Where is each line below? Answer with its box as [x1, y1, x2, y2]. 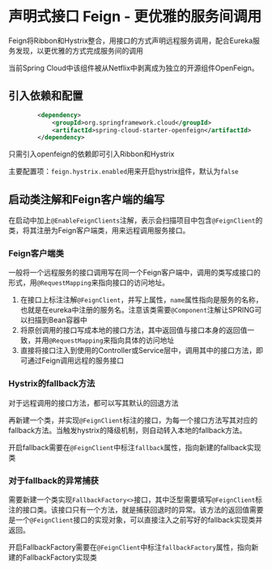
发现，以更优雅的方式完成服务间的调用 [15, 45, 143, 55]
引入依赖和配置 [8, 89, 83, 103]
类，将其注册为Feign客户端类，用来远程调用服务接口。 [8, 226, 190, 236]
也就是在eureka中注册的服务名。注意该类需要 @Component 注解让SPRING [19, 305, 255, 315]
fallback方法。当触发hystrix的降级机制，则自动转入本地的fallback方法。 [8, 425, 247, 435]
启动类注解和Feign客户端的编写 [8, 192, 165, 206]
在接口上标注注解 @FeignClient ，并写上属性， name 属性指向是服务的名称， [19, 295, 263, 304]
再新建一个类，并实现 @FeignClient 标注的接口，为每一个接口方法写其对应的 [8, 415, 257, 425]
